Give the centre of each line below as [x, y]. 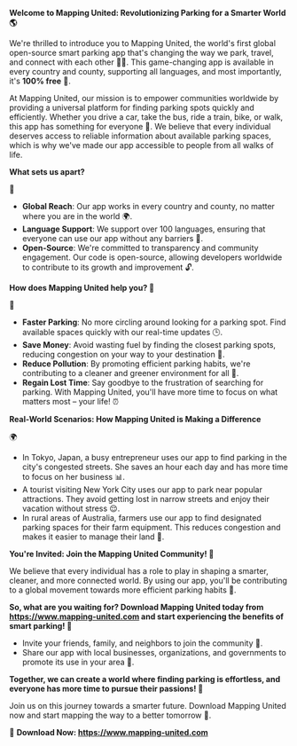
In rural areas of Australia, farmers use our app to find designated [141, 518]
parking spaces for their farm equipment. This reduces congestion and [151, 527]
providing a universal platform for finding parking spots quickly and [132, 107]
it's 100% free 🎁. [40, 81]
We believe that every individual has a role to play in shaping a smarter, [139, 571]
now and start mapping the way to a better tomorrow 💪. [110, 715]
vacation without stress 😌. [71, 508]
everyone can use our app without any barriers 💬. [113, 238]
